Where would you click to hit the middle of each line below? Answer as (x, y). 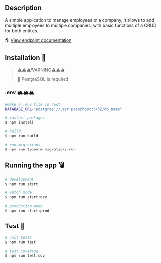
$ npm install (20, 122)
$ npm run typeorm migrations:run (41, 150)
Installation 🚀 (26, 58)
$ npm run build (22, 136)
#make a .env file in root (33, 104)
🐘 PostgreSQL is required (43, 79)
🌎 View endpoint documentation (38, 40)
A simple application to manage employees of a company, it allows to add (80, 20)
